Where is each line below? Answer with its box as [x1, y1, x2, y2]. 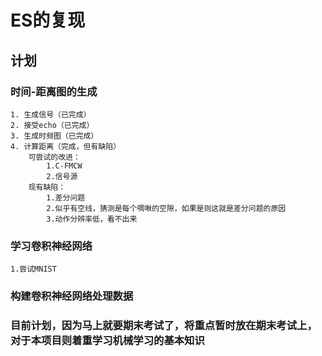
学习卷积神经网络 [10, 239, 93, 253]
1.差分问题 [46, 192, 86, 203]
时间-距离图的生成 [10, 84, 98, 98]
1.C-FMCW [46, 161, 83, 171]
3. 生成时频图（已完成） [10, 131, 99, 141]
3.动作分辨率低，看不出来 [46, 214, 138, 224]
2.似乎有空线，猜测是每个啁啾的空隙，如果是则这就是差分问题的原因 [46, 203, 287, 213]
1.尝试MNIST [10, 264, 57, 275]
